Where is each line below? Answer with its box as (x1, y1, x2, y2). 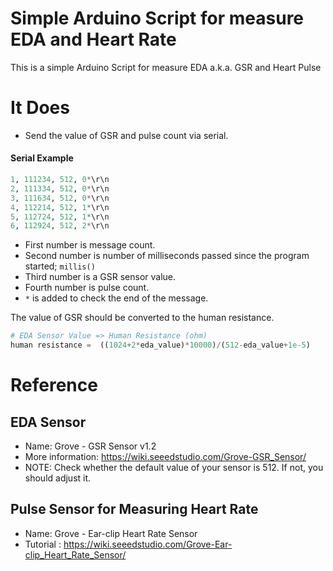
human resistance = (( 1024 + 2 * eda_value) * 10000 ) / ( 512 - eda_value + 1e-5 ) (10, 340, 311, 351)
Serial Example (10, 152, 74, 164)
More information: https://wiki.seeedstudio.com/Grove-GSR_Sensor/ (24, 451, 307, 463)
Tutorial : (24, 538, 62, 550)
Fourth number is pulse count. (24, 282, 150, 294)
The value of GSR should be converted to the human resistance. (10, 312, 275, 324)
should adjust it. (24, 472, 92, 484)
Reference (10, 374, 98, 397)
